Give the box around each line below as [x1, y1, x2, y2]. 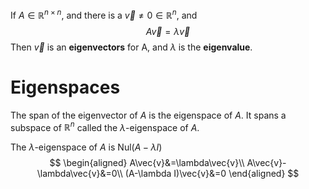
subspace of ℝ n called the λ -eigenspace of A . [10, 119, 200, 133]
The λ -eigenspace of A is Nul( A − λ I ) [10, 141, 163, 153]
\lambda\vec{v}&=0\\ [36, 168, 123, 180]
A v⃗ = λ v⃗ [145, 25, 191, 37]
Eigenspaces [10, 76, 121, 98]
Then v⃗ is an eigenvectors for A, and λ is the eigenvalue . [10, 41, 253, 53]
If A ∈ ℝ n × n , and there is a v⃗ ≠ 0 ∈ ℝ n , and [10, 8, 198, 21]
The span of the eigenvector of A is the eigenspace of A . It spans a [10, 109, 287, 121]
